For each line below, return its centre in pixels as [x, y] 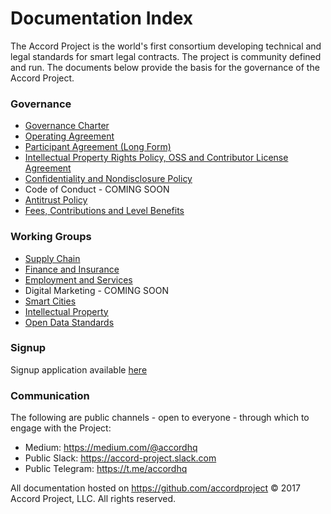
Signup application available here [79, 369]
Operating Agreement [69, 136]
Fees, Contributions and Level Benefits [104, 211]
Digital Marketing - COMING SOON [96, 290]
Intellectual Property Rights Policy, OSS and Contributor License [156, 158]
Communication [50, 395]
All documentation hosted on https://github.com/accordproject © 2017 [155, 488]
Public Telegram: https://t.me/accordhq [106, 469]
